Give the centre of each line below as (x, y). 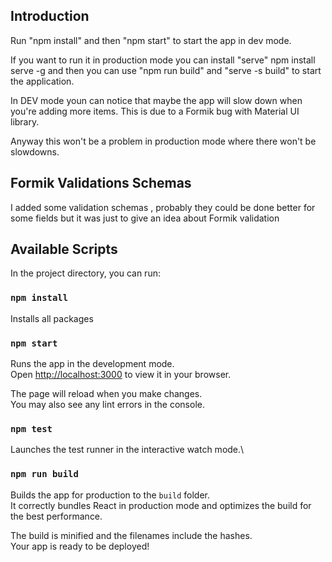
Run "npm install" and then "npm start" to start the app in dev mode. (151, 40)
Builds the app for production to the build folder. (110, 495)
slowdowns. (35, 151)
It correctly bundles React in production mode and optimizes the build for (161, 505)
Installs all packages (52, 318)
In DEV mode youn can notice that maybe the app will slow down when (156, 100)
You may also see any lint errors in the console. (107, 405)
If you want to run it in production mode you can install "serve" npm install (163, 60)
